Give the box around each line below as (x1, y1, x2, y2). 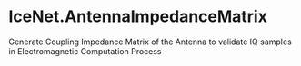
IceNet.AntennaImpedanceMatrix (8, 6, 267, 27)
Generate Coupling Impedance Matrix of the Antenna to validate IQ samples (8, 36, 292, 47)
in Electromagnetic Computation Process (8, 45, 162, 56)
